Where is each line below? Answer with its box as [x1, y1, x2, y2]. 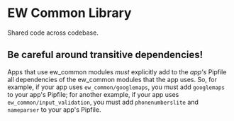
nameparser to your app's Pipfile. [7, 105, 101, 114]
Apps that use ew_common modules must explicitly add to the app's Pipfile [7, 67, 227, 76]
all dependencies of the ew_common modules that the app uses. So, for [7, 75, 218, 83]
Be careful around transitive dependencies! [7, 49, 204, 61]
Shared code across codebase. [7, 28, 99, 37]
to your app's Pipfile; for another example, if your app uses [7, 90, 179, 98]
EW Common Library [7, 5, 132, 21]
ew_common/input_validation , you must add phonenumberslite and [7, 98, 199, 106]
